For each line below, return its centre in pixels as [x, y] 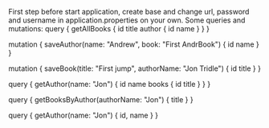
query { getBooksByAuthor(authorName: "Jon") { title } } [101, 99]
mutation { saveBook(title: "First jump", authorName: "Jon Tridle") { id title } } [134, 68]
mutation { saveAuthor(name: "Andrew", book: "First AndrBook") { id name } [134, 44]
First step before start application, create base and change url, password [129, 12]
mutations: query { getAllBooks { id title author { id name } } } [109, 29]
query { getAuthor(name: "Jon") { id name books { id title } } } [110, 84]
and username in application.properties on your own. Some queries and [127, 20]
